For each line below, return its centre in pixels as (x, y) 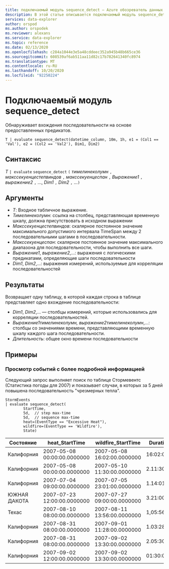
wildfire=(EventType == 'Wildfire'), (63, 426)
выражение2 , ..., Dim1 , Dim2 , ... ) (43, 182)
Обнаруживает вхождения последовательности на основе (68, 125)
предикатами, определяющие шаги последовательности (74, 258)
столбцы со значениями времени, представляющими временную (83, 328)
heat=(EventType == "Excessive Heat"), (65, 422)
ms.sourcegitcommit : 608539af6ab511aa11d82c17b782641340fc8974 (73, 57)
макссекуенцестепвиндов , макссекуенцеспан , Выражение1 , (74, 177)
